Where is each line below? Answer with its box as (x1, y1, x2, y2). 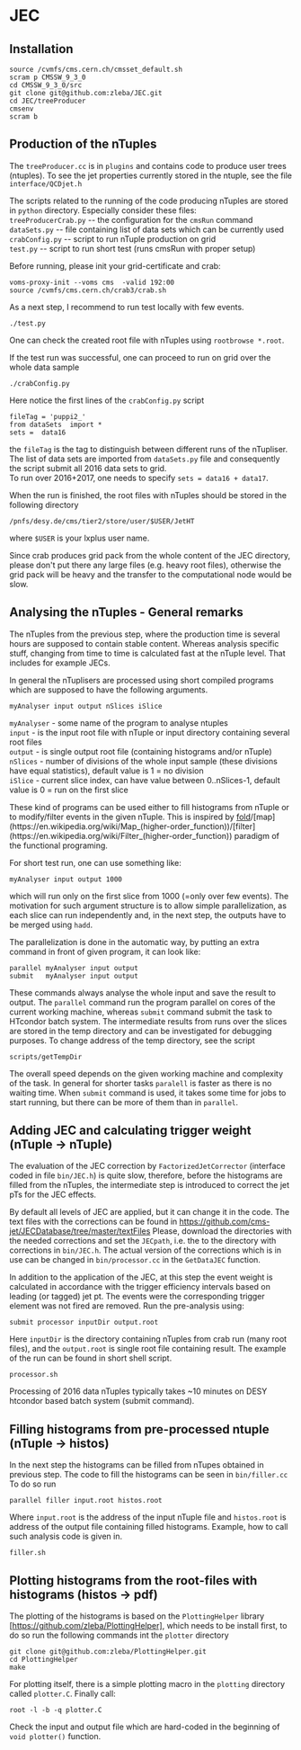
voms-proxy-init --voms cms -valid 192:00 (9, 278, 175, 287)
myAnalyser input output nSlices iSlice (9, 701, 164, 710)
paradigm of (234, 830, 280, 841)
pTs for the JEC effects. (9, 1189, 97, 1201)
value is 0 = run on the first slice (9, 784, 128, 795)
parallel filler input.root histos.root (9, 1496, 164, 1505)
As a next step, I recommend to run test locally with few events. (9, 301, 244, 312)
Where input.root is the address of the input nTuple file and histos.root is (9, 1512, 287, 1522)
